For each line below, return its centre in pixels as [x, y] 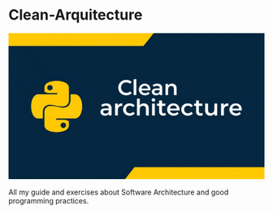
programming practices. [49, 200]
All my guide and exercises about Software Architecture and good [119, 192]
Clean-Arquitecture [76, 15]
